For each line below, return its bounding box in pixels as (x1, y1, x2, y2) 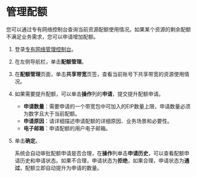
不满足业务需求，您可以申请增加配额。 (6, 33, 98, 40)
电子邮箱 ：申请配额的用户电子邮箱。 (23, 124, 111, 132)
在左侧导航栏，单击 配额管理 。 (14, 58, 87, 65)
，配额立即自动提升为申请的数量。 (19, 164, 103, 171)
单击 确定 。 (14, 137, 41, 144)
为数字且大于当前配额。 (23, 110, 80, 117)
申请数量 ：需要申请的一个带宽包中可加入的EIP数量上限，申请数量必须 (23, 103, 191, 110)
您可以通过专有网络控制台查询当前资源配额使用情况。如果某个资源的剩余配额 (6, 26, 191, 33)
